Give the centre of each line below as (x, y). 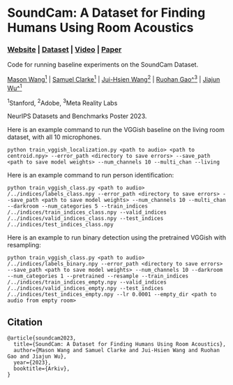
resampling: (24, 245)
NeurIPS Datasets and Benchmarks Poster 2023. (77, 116)
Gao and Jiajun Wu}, (37, 357)
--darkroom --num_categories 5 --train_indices (78, 206)
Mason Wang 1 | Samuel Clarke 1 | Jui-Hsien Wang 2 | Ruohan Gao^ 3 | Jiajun (114, 79)
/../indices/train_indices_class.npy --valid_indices (87, 212)
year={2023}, (32, 363)
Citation (25, 322)
